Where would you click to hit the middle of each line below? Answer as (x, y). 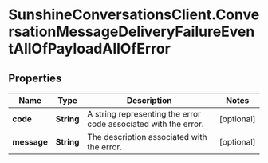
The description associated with (147, 137)
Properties (35, 78)
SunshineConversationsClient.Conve (134, 15)
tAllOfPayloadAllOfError (90, 49)
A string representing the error (144, 114)
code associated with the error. (146, 124)
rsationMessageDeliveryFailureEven (132, 32)
